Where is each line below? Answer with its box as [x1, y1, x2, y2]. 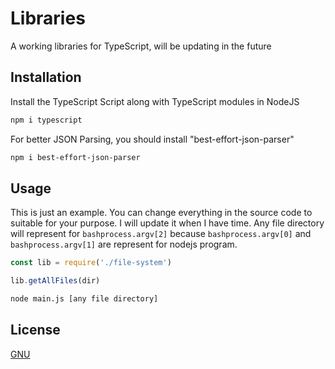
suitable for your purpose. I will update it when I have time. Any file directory [10, 217, 325, 229]
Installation [10, 69, 82, 86]
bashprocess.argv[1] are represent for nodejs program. [10, 238, 238, 251]
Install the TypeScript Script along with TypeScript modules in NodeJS [10, 95, 300, 107]
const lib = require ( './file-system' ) [10, 258, 172, 268]
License [10, 322, 61, 339]
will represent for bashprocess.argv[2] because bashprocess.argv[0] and [10, 228, 312, 240]
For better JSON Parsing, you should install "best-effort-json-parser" [10, 133, 295, 145]
